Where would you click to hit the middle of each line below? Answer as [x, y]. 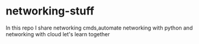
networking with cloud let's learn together [58, 34]
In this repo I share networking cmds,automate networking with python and [99, 28]
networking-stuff [50, 11]
